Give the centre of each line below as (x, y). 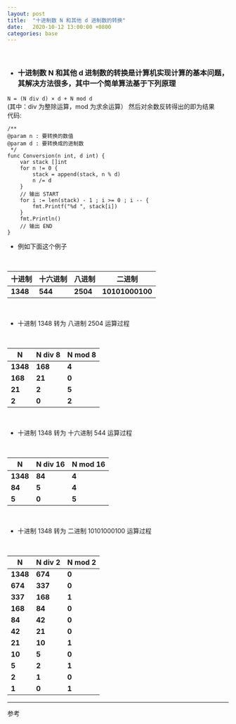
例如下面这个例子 (42, 246)
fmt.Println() (40, 219)
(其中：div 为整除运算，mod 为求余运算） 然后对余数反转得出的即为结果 (111, 106)
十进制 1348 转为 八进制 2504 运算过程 (73, 323)
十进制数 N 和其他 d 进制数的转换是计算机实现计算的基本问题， (123, 73)
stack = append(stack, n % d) (77, 174)
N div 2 (48, 562)
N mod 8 (82, 355)
